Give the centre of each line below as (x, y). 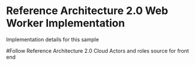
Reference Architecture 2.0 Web (87, 11)
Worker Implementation (66, 23)
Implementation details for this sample (53, 39)
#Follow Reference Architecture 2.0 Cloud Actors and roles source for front (97, 50)
